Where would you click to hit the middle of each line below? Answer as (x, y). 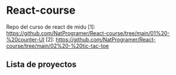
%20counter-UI (25, 39)
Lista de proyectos (41, 65)
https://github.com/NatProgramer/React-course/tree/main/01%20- (88, 33)
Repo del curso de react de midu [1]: (51, 27)
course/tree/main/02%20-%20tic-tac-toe (58, 46)
